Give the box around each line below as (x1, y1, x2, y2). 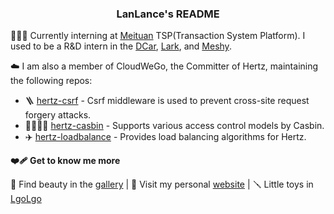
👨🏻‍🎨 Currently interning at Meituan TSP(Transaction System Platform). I (10, 30, 306, 42)
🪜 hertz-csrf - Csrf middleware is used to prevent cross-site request (24, 95, 310, 107)
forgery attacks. (24, 109, 92, 121)
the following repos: (10, 75, 93, 87)
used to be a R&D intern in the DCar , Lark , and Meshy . (10, 40, 232, 52)
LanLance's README (116, 7, 220, 21)
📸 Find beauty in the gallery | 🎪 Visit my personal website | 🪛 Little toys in (10, 178, 314, 191)
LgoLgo (10, 193, 42, 205)
